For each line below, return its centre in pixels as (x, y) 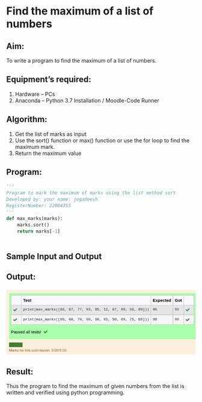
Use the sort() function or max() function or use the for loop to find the (102, 140)
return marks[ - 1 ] (39, 231)
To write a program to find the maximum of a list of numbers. (81, 61)
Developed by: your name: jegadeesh (52, 199)
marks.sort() (33, 225)
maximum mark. (35, 146)
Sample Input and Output (54, 256)
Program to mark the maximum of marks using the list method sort (91, 193)
